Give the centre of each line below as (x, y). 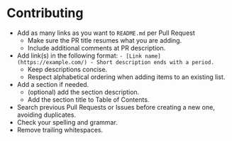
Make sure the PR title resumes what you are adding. (105, 40)
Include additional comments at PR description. (96, 48)
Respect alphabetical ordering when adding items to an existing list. (126, 77)
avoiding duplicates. (46, 115)
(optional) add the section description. (83, 92)
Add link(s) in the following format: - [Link (79, 56)
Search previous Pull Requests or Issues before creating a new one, (116, 107)
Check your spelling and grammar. (67, 122)
